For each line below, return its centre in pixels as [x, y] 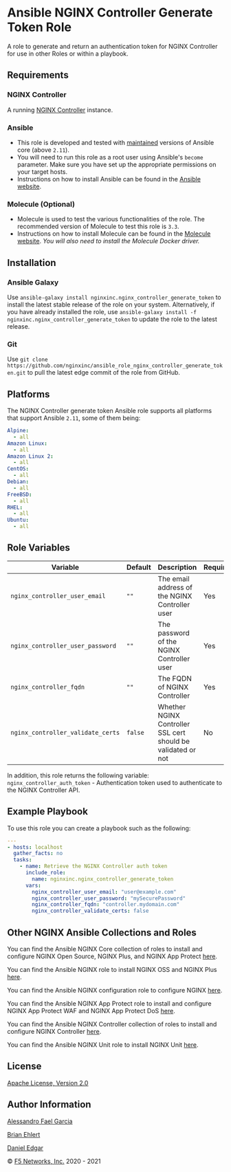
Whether [172, 707]
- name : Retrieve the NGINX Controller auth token [93, 866]
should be [174, 741]
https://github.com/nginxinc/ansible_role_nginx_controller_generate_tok [115, 366]
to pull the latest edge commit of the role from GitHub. [104, 373]
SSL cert [172, 732]
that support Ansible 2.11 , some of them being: [74, 418]
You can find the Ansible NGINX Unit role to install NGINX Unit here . [103, 1044]
